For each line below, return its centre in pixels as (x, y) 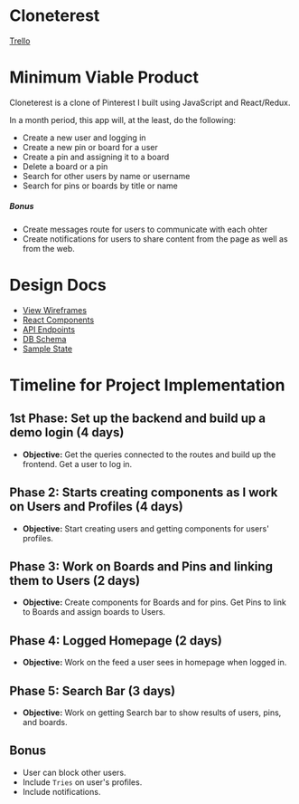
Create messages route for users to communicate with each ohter (145, 229)
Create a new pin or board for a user (90, 147)
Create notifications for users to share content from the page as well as (155, 239)
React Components (58, 320)
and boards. (45, 723)
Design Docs (58, 285)
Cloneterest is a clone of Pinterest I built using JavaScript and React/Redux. (150, 102)
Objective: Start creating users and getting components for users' (145, 528)
